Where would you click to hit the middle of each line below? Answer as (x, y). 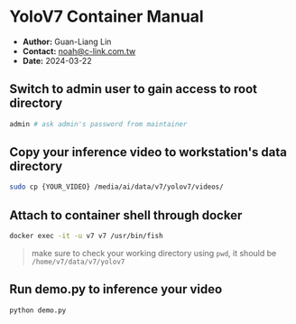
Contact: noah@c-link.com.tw (79, 51)
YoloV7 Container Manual (107, 17)
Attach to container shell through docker (126, 215)
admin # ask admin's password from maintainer (98, 124)
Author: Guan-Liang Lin (67, 42)
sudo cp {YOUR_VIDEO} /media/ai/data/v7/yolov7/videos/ (116, 187)
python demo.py (38, 310)
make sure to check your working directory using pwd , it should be (154, 253)
